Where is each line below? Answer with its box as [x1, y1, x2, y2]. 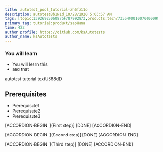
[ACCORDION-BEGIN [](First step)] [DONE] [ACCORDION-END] [5, 122, 132, 128]
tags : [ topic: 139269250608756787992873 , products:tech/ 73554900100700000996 [5, 16, 162, 21]
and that [12, 67, 29, 72]
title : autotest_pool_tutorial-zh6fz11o [5, 7, 88, 12]
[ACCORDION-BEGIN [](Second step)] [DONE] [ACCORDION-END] [5, 132, 138, 137]
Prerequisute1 [12, 102, 40, 108]
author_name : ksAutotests [5, 34, 57, 39]
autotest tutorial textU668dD [5, 76, 62, 82]
